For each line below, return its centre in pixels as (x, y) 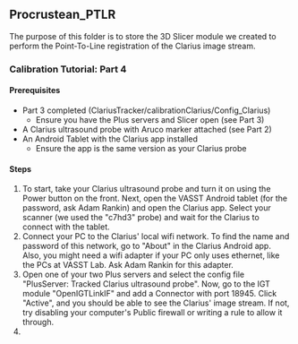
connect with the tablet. (66, 227)
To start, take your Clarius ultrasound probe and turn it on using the (146, 189)
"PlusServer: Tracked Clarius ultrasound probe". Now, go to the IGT (146, 284)
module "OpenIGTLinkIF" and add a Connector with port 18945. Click (149, 294)
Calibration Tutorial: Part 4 (68, 69)
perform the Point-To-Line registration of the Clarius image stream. (133, 46)
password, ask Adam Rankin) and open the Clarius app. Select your (146, 208)
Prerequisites (35, 90)
